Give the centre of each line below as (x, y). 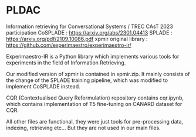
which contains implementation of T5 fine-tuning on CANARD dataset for (94, 104)
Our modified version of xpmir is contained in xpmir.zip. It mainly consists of (98, 74)
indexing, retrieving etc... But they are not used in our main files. (83, 128)
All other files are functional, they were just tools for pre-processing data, (95, 121)
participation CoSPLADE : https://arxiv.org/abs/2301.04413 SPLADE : (89, 32)
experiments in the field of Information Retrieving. (66, 63)
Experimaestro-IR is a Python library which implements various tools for (93, 56)
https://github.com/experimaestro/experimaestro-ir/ (69, 45)
